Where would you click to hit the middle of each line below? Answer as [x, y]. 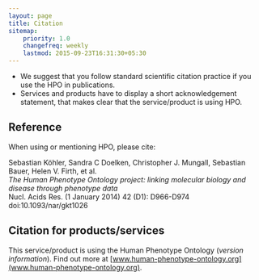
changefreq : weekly [56, 46]
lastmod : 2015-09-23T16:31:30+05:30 [85, 53]
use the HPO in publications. [68, 85]
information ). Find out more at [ [61, 258]
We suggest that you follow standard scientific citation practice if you [136, 76]
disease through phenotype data [63, 188]
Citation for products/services [87, 231]
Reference [35, 127]
